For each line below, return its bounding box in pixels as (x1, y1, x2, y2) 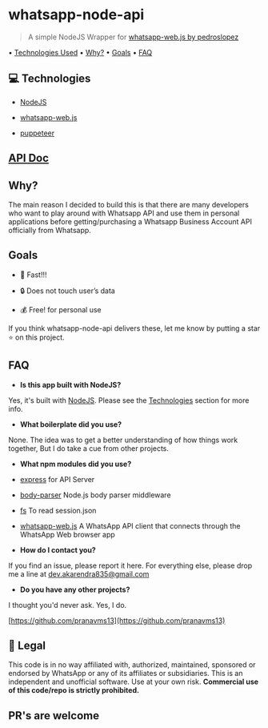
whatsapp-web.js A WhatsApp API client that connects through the (19, 521, 242, 530)
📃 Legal (8, 638, 46, 652)
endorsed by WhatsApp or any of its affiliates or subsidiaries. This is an (8, 669, 243, 678)
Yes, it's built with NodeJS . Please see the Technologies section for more (8, 395, 250, 405)
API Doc (8, 151, 50, 165)
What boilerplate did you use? (19, 419, 122, 429)
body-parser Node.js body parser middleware (19, 490, 171, 500)
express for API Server (19, 474, 95, 484)
